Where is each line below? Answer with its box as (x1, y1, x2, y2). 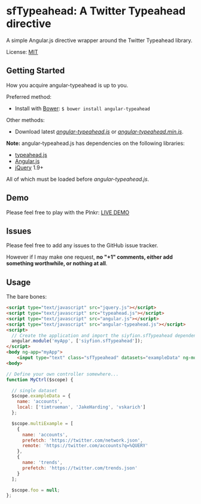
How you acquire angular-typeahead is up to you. (6, 81, 129, 89)
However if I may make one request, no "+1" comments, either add (6, 253, 173, 261)
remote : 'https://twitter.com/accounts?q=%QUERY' (22, 443, 148, 449)
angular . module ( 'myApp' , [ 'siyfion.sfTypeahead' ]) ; (11, 338, 144, 344)
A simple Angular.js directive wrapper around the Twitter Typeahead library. (6, 37, 193, 44)
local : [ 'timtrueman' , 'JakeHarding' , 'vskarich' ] (17, 404, 146, 411)
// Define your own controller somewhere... (6, 371, 119, 377)
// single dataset (11, 387, 58, 393)
